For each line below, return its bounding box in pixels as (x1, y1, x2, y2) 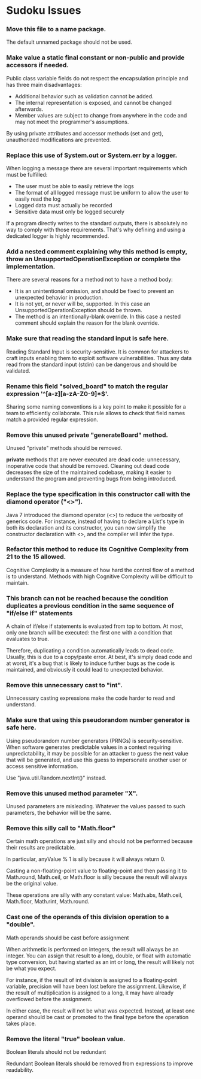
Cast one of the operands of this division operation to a (6, 913, 169, 921)
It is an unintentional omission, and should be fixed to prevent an (14, 288, 174, 295)
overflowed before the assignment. (6, 995, 93, 1002)
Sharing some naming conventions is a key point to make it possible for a (6, 403, 187, 410)
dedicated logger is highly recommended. (6, 232, 109, 240)
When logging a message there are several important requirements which (6, 165, 187, 172)
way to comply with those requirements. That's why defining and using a (6, 226, 185, 234)
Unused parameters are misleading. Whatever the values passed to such (6, 803, 185, 810)
